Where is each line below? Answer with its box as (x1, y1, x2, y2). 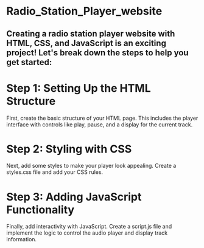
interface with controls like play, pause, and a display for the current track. (6, 120, 193, 128)
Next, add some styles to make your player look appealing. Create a (6, 162, 177, 170)
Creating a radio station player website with (6, 29, 175, 39)
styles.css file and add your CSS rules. (6, 168, 104, 176)
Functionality (6, 202, 75, 216)
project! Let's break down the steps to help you (6, 47, 189, 58)
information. (6, 236, 37, 243)
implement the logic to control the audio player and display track (6, 229, 168, 236)
